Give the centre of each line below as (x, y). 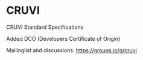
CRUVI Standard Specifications (45, 27)
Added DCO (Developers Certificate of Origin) (63, 38)
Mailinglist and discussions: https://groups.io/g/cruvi (71, 50)
